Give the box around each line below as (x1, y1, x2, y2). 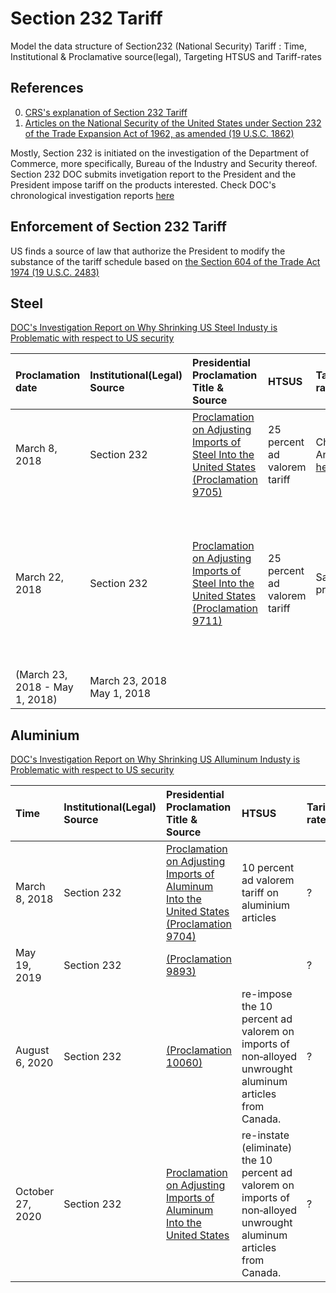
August (15, 1043, 50, 1057)
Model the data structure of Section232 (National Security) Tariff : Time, (10, 40, 308, 52)
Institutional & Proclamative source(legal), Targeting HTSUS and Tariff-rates (10, 50, 322, 62)
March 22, (15, 570, 65, 584)
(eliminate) (241, 1141, 293, 1155)
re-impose (241, 987, 293, 1001)
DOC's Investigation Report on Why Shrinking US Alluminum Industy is (10, 753, 301, 766)
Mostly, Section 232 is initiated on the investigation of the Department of (10, 147, 310, 159)
